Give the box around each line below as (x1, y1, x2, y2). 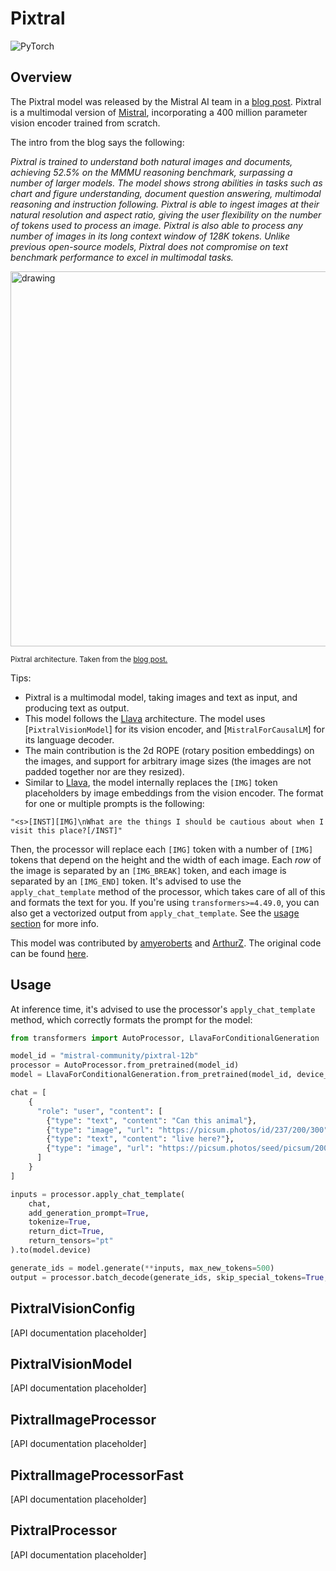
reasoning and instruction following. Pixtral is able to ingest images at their (10, 198, 320, 210)
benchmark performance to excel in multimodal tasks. (10, 251, 234, 263)
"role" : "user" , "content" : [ (36, 1106, 163, 1116)
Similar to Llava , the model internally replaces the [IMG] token (24, 776, 278, 788)
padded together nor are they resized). (24, 765, 185, 777)
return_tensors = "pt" (28, 1236, 114, 1246)
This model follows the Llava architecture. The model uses (24, 712, 266, 724)
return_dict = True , (28, 1227, 105, 1237)
